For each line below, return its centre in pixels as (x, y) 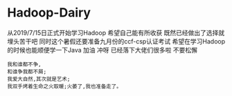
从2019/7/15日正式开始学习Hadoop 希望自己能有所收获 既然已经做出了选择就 (116, 32)
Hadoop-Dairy (49, 13)
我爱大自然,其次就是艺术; (39, 79)
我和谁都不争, (24, 64)
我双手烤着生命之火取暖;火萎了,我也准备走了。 (65, 86)
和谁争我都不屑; (27, 71)
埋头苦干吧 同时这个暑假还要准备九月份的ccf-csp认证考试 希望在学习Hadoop (116, 41)
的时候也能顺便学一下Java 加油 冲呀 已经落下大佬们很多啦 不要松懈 (102, 50)
